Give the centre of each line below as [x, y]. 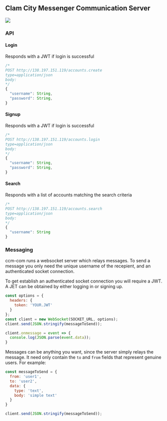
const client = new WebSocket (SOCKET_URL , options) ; [62, 319]
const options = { [24, 296]
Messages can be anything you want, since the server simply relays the [79, 352]
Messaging [19, 250]
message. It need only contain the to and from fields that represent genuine [83, 358]
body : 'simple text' [36, 395]
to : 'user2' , [23, 381]
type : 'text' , [29, 391]
